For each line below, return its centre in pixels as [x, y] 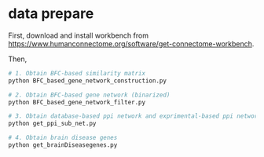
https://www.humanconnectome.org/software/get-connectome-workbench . [131, 43]
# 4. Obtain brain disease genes [63, 138]
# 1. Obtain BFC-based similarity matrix [77, 73]
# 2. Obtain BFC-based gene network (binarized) [89, 95]
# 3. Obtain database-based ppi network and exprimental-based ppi [121, 116]
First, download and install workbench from [79, 35]
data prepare [51, 14]
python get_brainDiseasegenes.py [63, 145]
